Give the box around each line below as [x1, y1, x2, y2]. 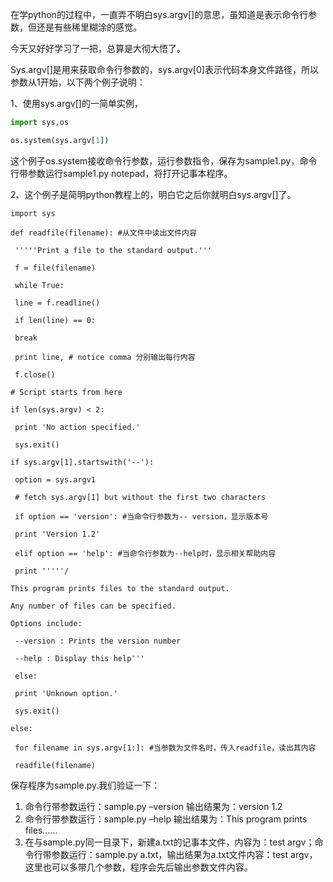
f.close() [14, 369, 56, 380]
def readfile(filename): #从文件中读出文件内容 [10, 228, 197, 238]
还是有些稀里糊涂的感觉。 [36, 21, 142, 33]
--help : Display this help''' [14, 653, 145, 663]
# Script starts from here [10, 387, 123, 397]
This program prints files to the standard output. [10, 583, 230, 593]
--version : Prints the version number [14, 636, 182, 646]
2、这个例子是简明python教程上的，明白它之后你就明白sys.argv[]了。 [10, 188, 297, 200]
